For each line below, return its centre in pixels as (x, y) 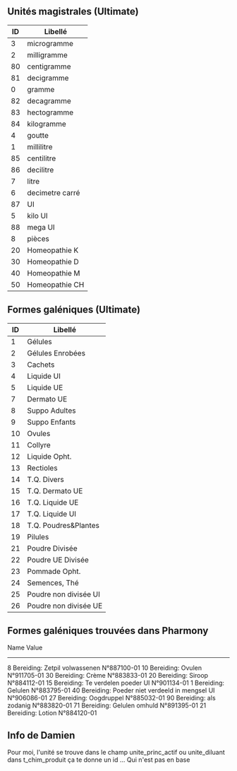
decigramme (48, 78)
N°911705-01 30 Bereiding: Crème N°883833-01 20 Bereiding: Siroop (108, 676)
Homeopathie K (53, 250)
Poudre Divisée (52, 548)
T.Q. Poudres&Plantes (63, 525)
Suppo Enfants (51, 422)
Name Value (25, 648)
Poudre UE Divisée (58, 560)
